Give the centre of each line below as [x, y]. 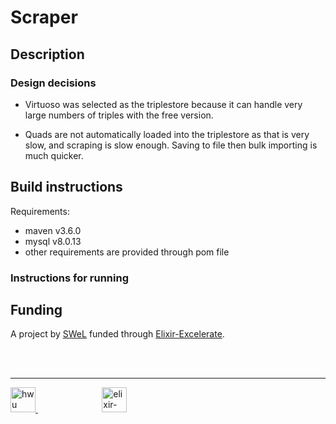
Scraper [44, 17]
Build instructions [66, 187]
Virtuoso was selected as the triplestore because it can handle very [163, 104]
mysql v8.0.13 [53, 241]
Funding [36, 310]
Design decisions [53, 83]
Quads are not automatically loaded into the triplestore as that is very [167, 134]
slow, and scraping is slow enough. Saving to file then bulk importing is [171, 145]
